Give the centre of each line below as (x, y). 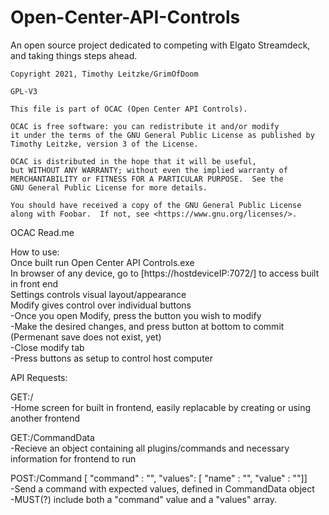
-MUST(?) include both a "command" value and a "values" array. (144, 499)
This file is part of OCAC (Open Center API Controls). (129, 109)
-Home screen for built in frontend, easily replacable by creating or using (161, 407)
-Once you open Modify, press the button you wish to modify (136, 315)
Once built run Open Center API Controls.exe (102, 262)
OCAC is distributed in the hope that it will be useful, (133, 161)
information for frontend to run (73, 458)
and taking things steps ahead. (74, 55)
